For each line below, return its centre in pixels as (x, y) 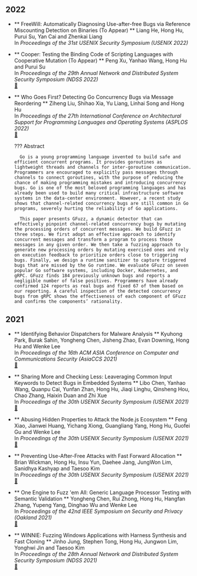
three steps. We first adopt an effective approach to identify (95, 234)
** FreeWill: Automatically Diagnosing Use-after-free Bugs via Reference (102, 24)
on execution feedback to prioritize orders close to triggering (96, 255)
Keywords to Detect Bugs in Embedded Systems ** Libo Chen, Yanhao (100, 382)
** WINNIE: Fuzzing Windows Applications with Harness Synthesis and (100, 535)
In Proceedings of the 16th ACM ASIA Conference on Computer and (96, 352)
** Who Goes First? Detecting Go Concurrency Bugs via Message (94, 97)
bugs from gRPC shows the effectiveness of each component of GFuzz (100, 296)
